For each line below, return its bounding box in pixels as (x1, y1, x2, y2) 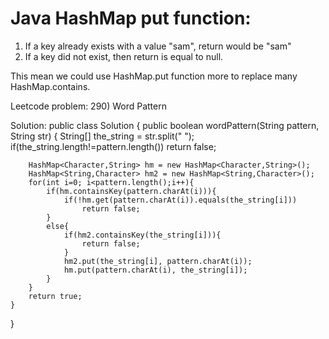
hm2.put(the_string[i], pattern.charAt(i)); (63, 256, 253, 266)
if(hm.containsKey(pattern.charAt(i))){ (46, 186, 217, 196)
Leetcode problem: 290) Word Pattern (10, 100, 167, 112)
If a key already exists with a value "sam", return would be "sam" (24, 40, 292, 52)
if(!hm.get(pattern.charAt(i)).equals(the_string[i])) (63, 195, 298, 205)
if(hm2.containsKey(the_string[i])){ (63, 230, 222, 240)
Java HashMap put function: (10, 7, 252, 30)
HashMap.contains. (10, 80, 91, 92)
